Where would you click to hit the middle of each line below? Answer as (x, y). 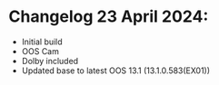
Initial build (42, 42)
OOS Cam (40, 51)
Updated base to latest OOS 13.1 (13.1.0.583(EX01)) (116, 71)
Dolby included (50, 61)
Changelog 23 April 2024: (109, 17)
